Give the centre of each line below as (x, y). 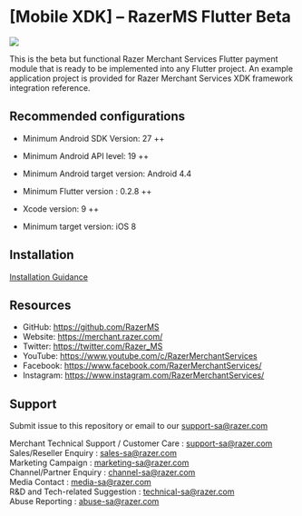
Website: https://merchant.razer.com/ (93, 337)
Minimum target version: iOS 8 (79, 226)
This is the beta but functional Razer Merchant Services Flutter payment (144, 59)
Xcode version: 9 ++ (61, 208)
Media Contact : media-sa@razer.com (80, 482)
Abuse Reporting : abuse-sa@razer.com (84, 501)
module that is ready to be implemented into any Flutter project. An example (151, 68)
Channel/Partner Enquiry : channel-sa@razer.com (102, 472)
